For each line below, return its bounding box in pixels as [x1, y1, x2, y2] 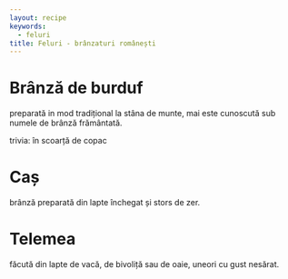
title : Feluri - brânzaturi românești [9, 38, 156, 48]
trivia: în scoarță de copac [9, 135, 107, 146]
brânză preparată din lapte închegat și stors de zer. [9, 197, 201, 208]
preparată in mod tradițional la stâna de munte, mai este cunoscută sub [9, 108, 276, 119]
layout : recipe [9, 13, 67, 23]
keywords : [9, 22, 47, 31]
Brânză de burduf [9, 78, 144, 98]
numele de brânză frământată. [9, 117, 123, 128]
